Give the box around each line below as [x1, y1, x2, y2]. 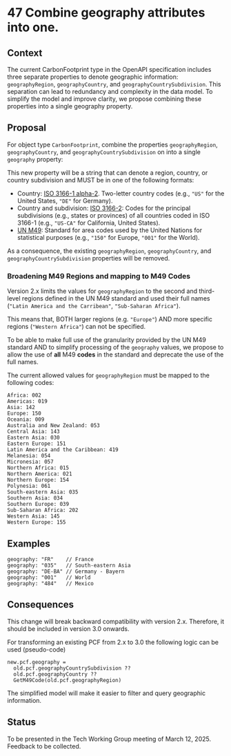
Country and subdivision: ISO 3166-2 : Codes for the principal [17, 204, 191, 212]
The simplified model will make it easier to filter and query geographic [7, 689, 205, 697]
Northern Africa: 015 [7, 464, 70, 471]
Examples [7, 538, 50, 549]
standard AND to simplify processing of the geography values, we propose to [7, 343, 224, 352]
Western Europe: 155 [7, 519, 67, 526]
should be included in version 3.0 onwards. [7, 624, 130, 633]
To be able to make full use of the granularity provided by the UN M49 [7, 336, 207, 344]
